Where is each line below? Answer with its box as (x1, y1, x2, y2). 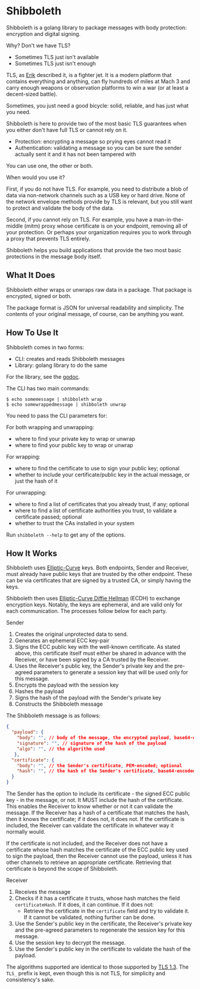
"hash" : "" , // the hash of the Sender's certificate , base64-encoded (17, 768, 196, 774)
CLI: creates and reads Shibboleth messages (14, 355, 125, 362)
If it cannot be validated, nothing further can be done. (23, 914, 155, 921)
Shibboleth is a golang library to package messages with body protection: (6, 24, 187, 31)
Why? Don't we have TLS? (6, 42, 71, 49)
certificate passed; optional (14, 513, 82, 520)
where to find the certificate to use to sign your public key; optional (14, 464, 180, 471)
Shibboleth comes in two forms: (6, 344, 85, 351)
